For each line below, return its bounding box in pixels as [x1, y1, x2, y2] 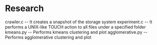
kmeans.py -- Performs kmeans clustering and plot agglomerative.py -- [5, 29, 148, 35]
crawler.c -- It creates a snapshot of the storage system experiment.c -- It [5, 19, 153, 25]
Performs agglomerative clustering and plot [5, 34, 92, 40]
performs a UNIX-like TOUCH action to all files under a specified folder [5, 24, 146, 30]
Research [5, 3, 44, 14]
